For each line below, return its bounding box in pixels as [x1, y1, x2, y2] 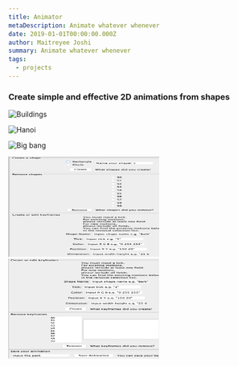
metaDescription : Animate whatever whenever [8, 21, 160, 30]
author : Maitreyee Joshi [8, 39, 92, 47]
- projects [15, 64, 52, 72]
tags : [8, 55, 27, 63]
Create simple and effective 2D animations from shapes [8, 91, 231, 102]
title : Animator [8, 13, 63, 21]
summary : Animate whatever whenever [8, 47, 131, 55]
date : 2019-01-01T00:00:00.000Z [8, 30, 117, 38]
